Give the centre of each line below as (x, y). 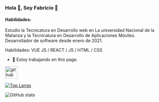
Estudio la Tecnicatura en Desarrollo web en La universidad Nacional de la (80, 30)
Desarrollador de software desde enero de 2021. (54, 41)
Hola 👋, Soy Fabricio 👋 (32, 8)
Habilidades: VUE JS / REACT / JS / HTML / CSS (54, 50)
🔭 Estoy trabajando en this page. (45, 60)
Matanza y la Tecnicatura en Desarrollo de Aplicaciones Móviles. (70, 36)
